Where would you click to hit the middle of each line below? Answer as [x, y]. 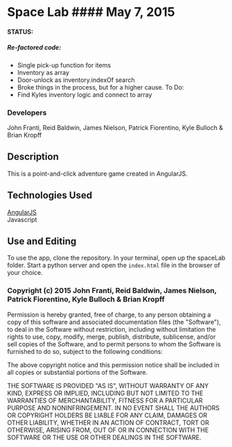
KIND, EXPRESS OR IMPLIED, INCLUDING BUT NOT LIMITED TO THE [105, 393]
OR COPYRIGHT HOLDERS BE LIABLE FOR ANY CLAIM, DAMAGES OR [107, 415]
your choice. [25, 273]
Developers [27, 112]
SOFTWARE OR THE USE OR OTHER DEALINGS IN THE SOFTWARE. [104, 437]
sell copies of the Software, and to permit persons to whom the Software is [114, 344]
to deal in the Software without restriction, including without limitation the [111, 329]
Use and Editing [42, 241]
